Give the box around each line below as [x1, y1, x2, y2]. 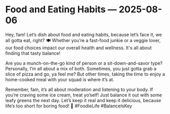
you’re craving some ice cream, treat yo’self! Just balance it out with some [5, 91, 162, 98]
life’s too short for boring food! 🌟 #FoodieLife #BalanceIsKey [5, 103, 132, 109]
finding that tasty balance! [5, 50, 60, 56]
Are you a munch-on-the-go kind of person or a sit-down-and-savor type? [5, 60, 163, 66]
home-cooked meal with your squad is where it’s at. [5, 76, 114, 83]
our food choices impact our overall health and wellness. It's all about [5, 45, 152, 51]
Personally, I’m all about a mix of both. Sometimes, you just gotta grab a [5, 65, 157, 71]
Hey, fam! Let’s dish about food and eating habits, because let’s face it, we [5, 31, 162, 37]
